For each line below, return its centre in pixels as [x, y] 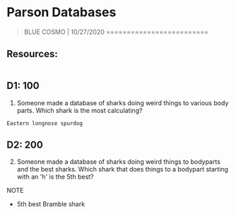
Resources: [32, 54]
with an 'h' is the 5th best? [55, 177]
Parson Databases [61, 12]
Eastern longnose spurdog [45, 123]
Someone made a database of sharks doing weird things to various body [123, 102]
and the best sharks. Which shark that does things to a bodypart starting [123, 170]
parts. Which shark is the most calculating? [79, 110]
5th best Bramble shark [51, 204]
